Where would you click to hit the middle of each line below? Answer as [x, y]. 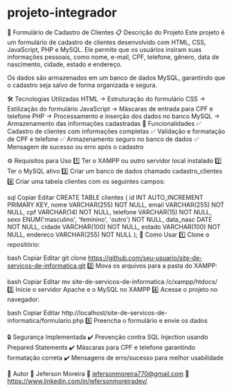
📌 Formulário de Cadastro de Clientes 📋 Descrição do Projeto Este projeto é [116, 32]
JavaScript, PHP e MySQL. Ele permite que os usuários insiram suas [105, 49]
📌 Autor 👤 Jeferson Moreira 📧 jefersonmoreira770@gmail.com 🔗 [98, 373]
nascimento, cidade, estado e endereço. [65, 64]
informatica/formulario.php [46, 320]
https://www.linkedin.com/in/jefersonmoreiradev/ [77, 381]
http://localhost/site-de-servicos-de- [114, 312]
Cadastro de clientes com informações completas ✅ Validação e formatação [116, 131]
